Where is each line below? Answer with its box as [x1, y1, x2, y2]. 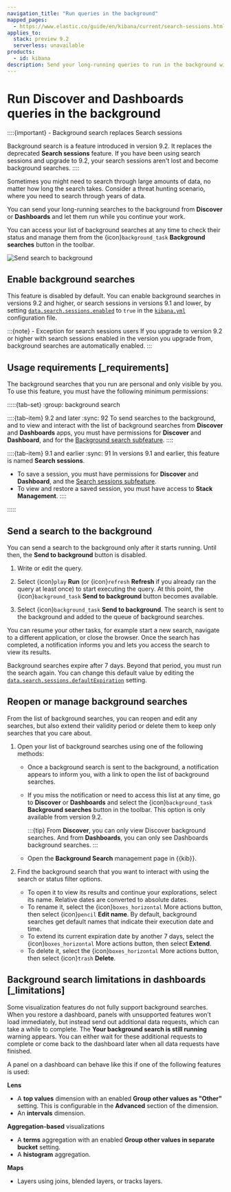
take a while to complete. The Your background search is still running [7, 1025, 208, 1033]
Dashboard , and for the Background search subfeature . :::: [7, 436, 174, 444]
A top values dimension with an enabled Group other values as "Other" [16, 1094, 222, 1102]
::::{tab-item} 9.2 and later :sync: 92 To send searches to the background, [7, 414, 216, 422]
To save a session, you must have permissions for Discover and [16, 470, 199, 479]
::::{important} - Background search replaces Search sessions [7, 128, 182, 136]
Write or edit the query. [16, 564, 83, 572]
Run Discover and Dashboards [7, 91, 184, 107]
